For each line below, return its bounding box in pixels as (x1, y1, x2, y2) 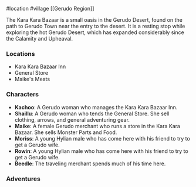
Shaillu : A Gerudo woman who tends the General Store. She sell (14, 110, 170, 117)
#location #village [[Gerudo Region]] (6, 5, 94, 12)
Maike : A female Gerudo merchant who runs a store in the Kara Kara (14, 122, 181, 129)
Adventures (6, 175, 41, 183)
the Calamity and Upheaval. (6, 35, 73, 42)
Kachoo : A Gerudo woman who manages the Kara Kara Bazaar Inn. (14, 103, 178, 111)
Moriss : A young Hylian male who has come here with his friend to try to (14, 135, 191, 142)
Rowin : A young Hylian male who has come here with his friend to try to (14, 147, 189, 155)
